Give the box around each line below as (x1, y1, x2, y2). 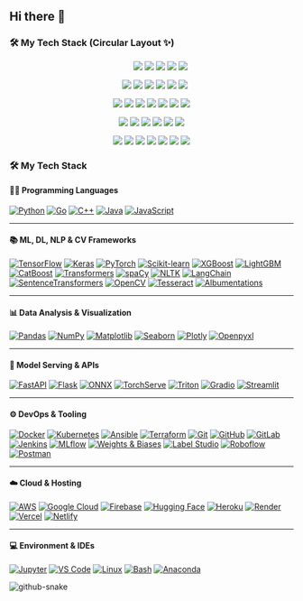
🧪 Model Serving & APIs (9, 359, 99, 370)
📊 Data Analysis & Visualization (9, 307, 133, 318)
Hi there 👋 (9, 9, 66, 24)
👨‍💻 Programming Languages (9, 185, 119, 196)
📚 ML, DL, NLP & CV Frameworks (9, 235, 137, 245)
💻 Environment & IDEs (9, 541, 95, 551)
